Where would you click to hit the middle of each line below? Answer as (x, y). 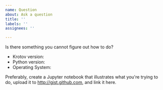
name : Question (21, 10)
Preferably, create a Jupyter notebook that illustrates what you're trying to (82, 77)
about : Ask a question (29, 14)
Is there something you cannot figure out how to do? (59, 47)
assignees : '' (20, 28)
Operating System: (32, 67)
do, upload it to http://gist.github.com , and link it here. (61, 82)
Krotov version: (28, 57)
